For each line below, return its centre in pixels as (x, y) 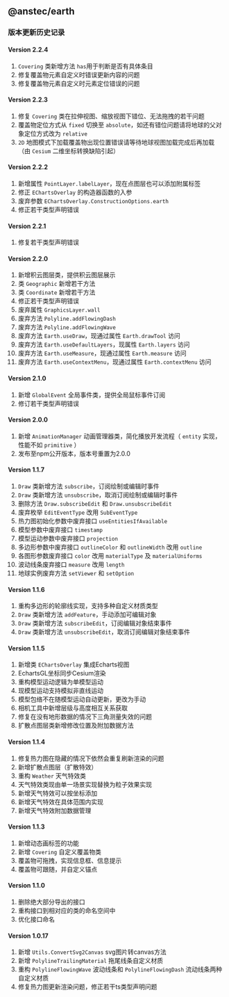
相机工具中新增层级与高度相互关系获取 (73, 708)
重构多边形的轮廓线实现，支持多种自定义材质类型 (88, 606)
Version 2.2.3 (28, 99)
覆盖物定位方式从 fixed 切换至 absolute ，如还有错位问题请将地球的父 (117, 125)
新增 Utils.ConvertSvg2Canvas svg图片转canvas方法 (92, 952)
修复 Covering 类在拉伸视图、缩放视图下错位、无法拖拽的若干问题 (111, 116)
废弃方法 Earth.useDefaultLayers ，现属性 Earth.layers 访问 (104, 344)
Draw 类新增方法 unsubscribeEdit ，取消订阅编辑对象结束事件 (104, 632)
